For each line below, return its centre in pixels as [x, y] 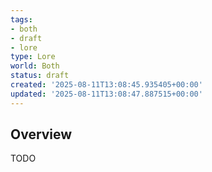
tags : [21, 19]
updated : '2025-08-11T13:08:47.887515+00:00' [106, 94]
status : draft [40, 76]
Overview [41, 134]
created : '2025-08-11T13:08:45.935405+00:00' [106, 85]
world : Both [35, 66]
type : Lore [33, 57]
